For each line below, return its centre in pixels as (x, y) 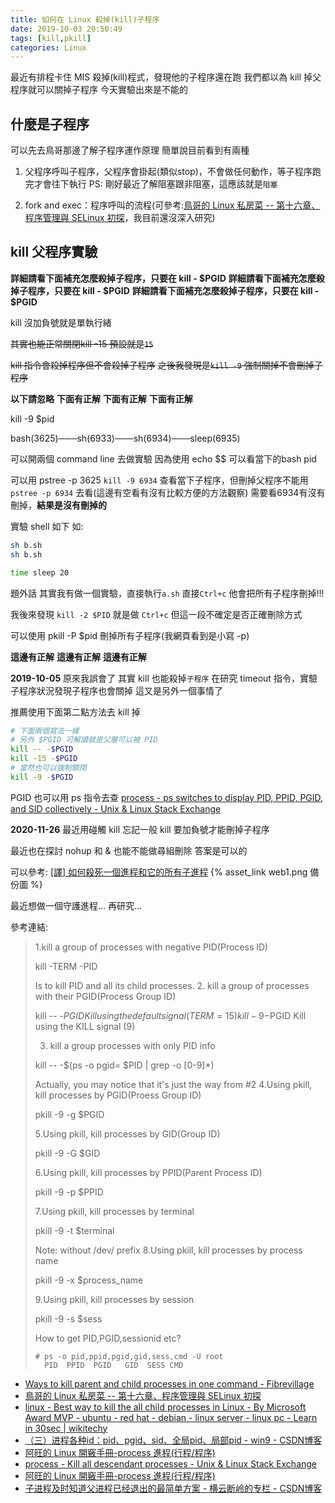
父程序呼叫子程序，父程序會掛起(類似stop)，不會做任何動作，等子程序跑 (173, 172)
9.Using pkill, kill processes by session (114, 1299)
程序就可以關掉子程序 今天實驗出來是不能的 (99, 90)
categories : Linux (48, 47)
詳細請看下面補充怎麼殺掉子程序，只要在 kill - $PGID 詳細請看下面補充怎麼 (163, 278)
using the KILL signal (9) (85, 1026)
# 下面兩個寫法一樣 (45, 731)
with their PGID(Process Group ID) (105, 996)
